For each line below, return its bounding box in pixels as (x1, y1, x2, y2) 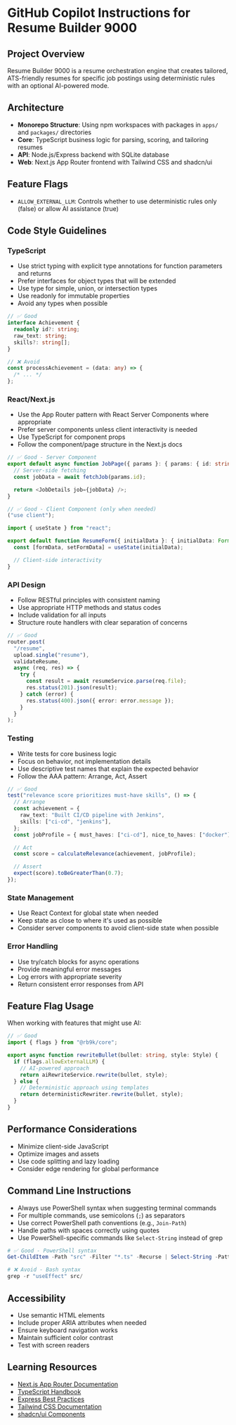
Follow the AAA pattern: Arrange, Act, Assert (17, 772, 147, 780)
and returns (17, 269, 51, 278)
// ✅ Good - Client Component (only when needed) (7, 505, 157, 513)
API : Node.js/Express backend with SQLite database (17, 150, 170, 159)
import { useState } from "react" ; (7, 525, 112, 532)
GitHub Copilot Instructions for (7, 5, 191, 21)
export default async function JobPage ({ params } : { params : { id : (7, 461, 212, 468)
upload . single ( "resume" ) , (13, 651, 90, 658)
